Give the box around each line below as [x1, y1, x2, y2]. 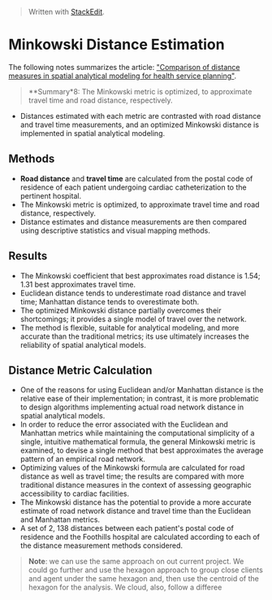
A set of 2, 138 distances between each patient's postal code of [19, 523, 234, 533]
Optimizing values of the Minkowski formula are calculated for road [19, 463, 245, 473]
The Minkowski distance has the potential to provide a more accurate [19, 497, 252, 507]
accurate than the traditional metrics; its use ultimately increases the [19, 331, 249, 341]
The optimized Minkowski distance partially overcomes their [19, 305, 222, 315]
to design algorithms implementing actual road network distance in [19, 402, 244, 412]
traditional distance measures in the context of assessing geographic [19, 480, 252, 490]
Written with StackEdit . [28, 7, 106, 16]
